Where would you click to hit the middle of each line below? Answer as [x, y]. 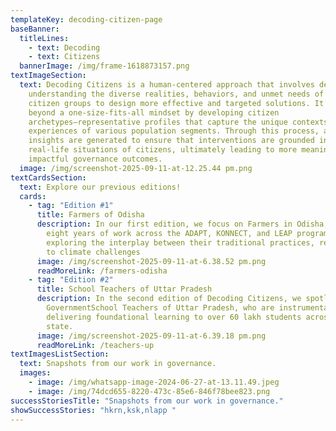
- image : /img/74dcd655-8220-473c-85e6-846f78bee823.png [149, 391]
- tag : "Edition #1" [71, 206]
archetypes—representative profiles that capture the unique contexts [178, 122]
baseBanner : [35, 29]
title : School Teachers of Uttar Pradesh [124, 289]
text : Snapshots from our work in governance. [118, 364]
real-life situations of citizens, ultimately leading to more [163, 150]
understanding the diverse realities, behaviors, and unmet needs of [176, 94]
